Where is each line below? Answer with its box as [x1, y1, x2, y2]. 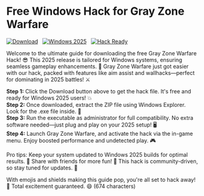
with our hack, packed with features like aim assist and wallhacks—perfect [6, 69, 195, 76]
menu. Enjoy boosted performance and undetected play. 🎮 [6, 136, 156, 144]
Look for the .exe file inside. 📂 [6, 108, 81, 115]
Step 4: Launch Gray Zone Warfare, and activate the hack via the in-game [6, 130, 193, 137]
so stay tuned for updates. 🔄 [6, 164, 78, 171]
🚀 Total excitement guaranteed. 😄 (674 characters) [6, 182, 136, 190]
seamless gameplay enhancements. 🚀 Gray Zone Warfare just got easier [6, 63, 189, 70]
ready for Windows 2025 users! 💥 [6, 94, 93, 101]
